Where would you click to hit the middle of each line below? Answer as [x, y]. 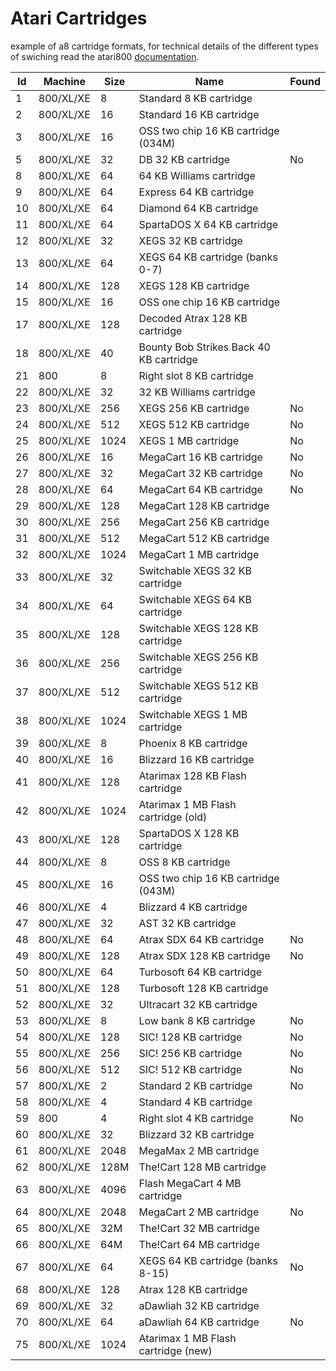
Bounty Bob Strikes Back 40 [204, 347]
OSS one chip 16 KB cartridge [209, 302]
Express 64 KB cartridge [196, 192]
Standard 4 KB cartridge [195, 1102]
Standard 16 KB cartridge [199, 114]
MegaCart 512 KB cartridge [204, 538]
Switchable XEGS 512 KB [198, 685]
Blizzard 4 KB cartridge [193, 907]
